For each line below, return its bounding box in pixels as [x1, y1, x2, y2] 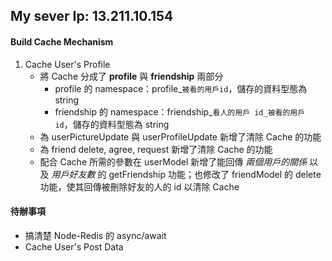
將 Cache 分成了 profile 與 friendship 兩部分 [39, 70, 224, 82]
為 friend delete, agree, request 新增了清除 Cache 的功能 [39, 143, 273, 155]
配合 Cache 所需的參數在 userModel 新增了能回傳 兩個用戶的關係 [39, 155, 308, 168]
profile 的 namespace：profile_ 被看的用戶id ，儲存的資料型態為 [54, 82, 308, 94]
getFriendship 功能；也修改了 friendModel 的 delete [108, 168, 322, 180]
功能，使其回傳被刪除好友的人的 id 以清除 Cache [39, 180, 240, 193]
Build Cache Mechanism [10, 35, 114, 48]
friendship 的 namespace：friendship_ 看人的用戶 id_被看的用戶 [54, 105, 306, 118]
